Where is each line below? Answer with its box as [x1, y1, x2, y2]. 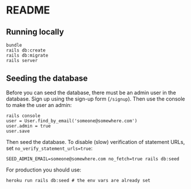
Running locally [6, 27, 64, 37]
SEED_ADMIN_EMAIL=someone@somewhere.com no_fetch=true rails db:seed [6, 156, 180, 161]
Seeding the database [6, 74, 88, 84]
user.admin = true [6, 123, 51, 129]
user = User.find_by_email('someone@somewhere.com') [6, 118, 138, 123]
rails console [6, 112, 41, 119]
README [6, 4, 50, 17]
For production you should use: [6, 166, 82, 173]
